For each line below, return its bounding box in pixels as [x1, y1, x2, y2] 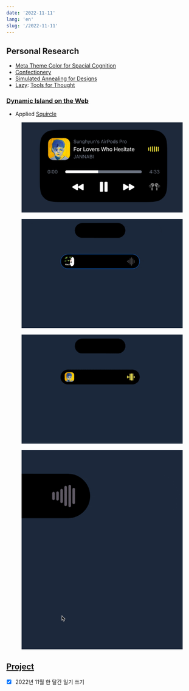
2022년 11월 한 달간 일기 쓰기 [15, 678, 85, 686]
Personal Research [6, 46, 80, 56]
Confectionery [15, 69, 52, 76]
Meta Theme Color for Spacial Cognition [15, 62, 117, 69]
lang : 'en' [6, 16, 34, 23]
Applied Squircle [15, 110, 57, 118]
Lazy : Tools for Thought [15, 82, 75, 89]
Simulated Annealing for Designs [15, 75, 97, 82]
